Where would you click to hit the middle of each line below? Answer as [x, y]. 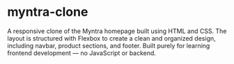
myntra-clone [48, 12]
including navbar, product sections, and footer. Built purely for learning [109, 45]
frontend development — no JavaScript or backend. [82, 53]
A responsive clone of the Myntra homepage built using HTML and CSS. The [117, 31]
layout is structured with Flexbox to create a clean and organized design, [111, 38]
